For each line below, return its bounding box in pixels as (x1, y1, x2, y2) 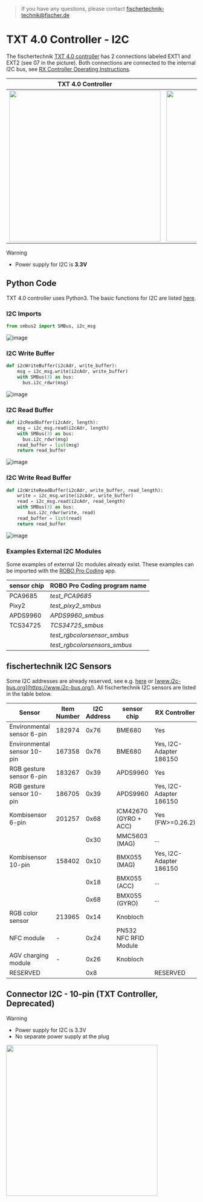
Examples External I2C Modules (6, 547, 101, 555)
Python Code (6, 278, 57, 289)
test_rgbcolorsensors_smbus (50, 641, 132, 649)
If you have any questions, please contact (21, 5, 126, 12)
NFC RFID (116, 934, 144, 942)
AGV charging (9, 951, 49, 960)
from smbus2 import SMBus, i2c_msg (6, 323, 96, 329)
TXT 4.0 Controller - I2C (6, 33, 129, 47)
